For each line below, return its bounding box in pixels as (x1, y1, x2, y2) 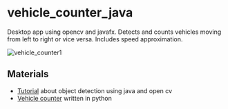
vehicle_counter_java (7, 5, 133, 21)
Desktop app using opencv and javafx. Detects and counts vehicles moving (7, 28, 222, 36)
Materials (7, 68, 49, 80)
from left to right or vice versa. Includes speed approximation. (7, 34, 183, 43)
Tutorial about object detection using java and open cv (17, 86, 173, 95)
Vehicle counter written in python (17, 94, 112, 102)
